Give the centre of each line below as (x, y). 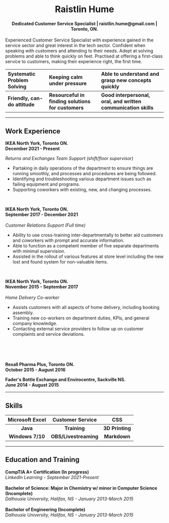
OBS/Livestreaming (75, 437)
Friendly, (19, 98)
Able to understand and (130, 74)
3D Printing (117, 429)
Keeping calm (66, 77)
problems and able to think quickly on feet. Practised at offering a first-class (84, 56)
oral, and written (121, 101)
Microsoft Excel (27, 420)
